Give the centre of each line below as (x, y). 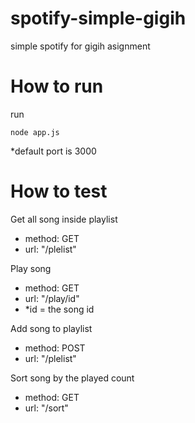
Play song (31, 268)
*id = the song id (59, 309)
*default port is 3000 (53, 151)
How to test (59, 191)
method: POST (55, 348)
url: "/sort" (46, 408)
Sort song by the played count (72, 378)
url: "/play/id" (52, 298)
